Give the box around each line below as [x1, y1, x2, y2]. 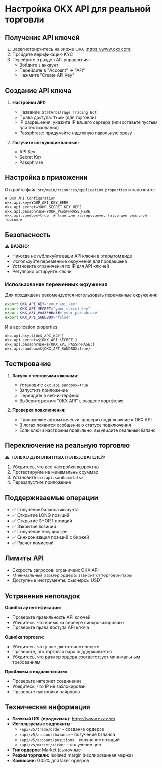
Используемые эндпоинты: [12, 721, 72, 727]
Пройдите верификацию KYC [12, 51, 73, 57]
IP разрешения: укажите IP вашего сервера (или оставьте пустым [19, 119, 158, 125]
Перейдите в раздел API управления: [12, 57, 90, 62]
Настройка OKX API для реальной [5, 3, 151, 15]
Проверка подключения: [12, 408, 66, 413]
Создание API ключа [5, 87, 72, 95]
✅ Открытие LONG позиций [12, 512, 70, 518]
